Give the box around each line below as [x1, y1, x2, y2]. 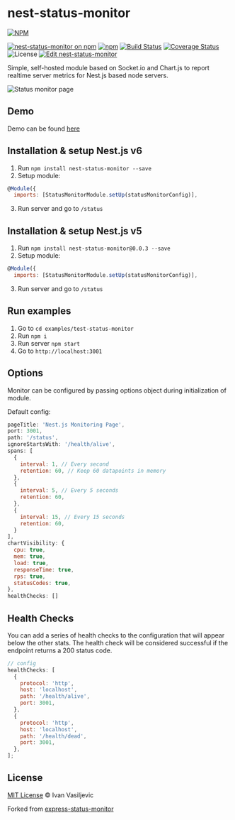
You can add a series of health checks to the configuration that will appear [7, 630, 225, 640]
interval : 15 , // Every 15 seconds [20, 513, 125, 520]
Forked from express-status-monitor [7, 804, 114, 813]
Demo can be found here [7, 124, 80, 133]
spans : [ [7, 447, 33, 454]
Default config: [7, 407, 51, 416]
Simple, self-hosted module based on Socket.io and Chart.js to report [7, 63, 210, 72]
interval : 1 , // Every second [20, 460, 110, 468]
